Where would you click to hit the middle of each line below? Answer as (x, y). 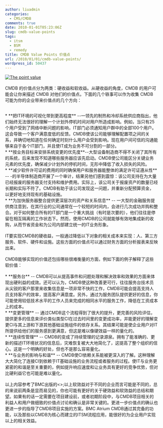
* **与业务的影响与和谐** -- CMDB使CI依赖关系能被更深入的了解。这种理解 (80, 355)
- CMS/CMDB (20, 18)
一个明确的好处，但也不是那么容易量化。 (62, 349)
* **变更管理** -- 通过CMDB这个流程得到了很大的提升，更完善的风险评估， (80, 313)
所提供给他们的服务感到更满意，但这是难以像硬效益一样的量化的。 (71, 331)
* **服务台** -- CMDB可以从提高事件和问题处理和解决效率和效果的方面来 (78, 276)
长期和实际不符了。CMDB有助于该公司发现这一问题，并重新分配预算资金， (80, 188)
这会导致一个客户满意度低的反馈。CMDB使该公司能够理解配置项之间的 (75, 134)
